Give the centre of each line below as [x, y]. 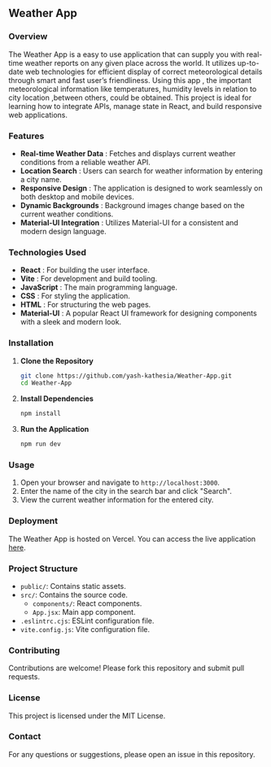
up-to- [248, 63]
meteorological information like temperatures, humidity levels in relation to [133, 89]
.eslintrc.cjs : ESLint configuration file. [87, 621]
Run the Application [55, 429]
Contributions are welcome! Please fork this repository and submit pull [127, 668]
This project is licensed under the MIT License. [87, 716]
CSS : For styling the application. [75, 296]
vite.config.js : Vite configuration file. [85, 629]
